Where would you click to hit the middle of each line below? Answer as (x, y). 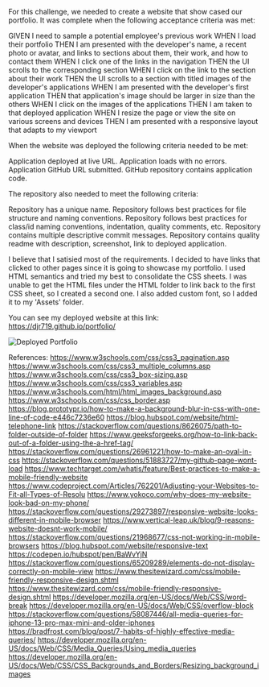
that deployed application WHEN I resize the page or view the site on (122, 113)
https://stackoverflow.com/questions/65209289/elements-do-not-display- (132, 563)
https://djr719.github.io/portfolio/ (62, 326)
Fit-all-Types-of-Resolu (47, 494)
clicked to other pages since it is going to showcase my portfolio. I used (127, 268)
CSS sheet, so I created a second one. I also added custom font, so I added (133, 294)
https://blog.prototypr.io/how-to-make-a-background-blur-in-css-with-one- (134, 409)
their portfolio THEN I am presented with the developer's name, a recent (128, 44)
